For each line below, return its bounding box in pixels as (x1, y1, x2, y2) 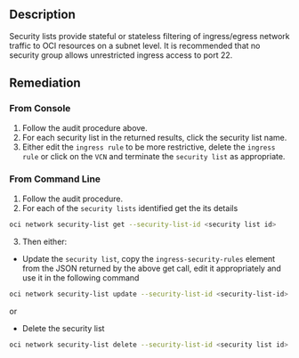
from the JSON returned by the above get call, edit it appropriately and (21, 263, 282, 273)
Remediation (9, 76, 82, 91)
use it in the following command (21, 272, 140, 283)
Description (9, 7, 76, 22)
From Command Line (9, 173, 101, 185)
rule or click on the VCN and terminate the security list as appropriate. (21, 151, 286, 161)
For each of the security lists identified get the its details (21, 202, 238, 213)
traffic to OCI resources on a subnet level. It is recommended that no (9, 40, 261, 51)
